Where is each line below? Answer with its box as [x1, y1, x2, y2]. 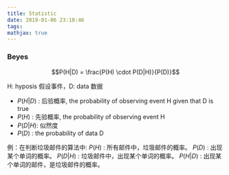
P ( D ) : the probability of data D [17, 129, 105, 137]
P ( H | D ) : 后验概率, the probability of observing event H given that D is [17, 96, 214, 105]
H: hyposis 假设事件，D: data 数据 [7, 82, 103, 90]
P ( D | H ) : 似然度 [17, 121, 58, 130]
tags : [7, 23, 23, 30]
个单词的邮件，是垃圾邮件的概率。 [7, 160, 104, 169]
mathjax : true [7, 29, 48, 37]
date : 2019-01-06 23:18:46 [7, 17, 85, 23]
